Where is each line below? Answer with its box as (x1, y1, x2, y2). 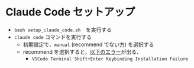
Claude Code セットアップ (5, 5, 135, 19)
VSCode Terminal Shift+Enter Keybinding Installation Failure (31, 56, 189, 62)
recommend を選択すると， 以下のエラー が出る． (22, 48, 143, 55)
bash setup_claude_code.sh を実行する (14, 26, 112, 33)
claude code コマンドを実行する (14, 33, 92, 40)
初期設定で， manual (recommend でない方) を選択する (22, 41, 154, 48)
